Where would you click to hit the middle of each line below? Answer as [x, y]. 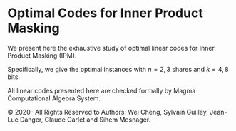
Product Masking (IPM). [42, 56]
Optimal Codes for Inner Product [105, 13]
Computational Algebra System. [54, 98]
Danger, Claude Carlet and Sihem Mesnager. [86, 120]
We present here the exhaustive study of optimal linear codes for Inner [111, 48]
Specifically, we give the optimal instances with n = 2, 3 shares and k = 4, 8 [118, 69]
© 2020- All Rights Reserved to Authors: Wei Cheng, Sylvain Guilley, [108, 112]
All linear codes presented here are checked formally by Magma [102, 90]
